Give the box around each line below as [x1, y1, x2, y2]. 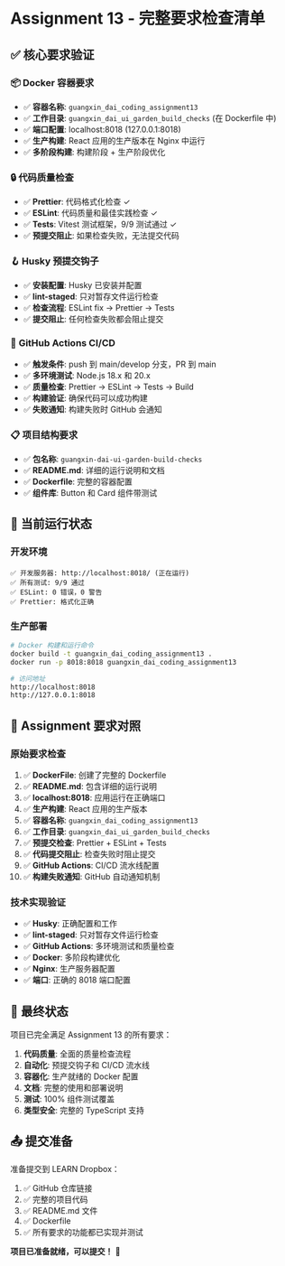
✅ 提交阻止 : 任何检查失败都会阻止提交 [23, 313, 164, 325]
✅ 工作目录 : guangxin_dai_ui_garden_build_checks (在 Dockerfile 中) [23, 112, 277, 123]
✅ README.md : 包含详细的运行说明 [23, 780, 157, 791]
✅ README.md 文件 [23, 1205, 98, 1215]
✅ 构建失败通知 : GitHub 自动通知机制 [23, 870, 161, 881]
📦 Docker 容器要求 [10, 76, 95, 88]
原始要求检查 [10, 747, 67, 759]
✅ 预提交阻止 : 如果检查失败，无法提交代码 [23, 230, 179, 241]
